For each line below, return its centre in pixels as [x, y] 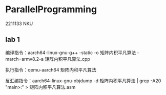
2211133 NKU [19, 23]
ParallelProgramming [51, 9]
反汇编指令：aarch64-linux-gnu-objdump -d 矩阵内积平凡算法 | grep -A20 [83, 81]
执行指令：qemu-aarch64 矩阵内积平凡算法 [51, 69]
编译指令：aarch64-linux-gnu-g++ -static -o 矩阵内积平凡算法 [71, 53]
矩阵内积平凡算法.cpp [68, 59]
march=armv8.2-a [25, 59]
